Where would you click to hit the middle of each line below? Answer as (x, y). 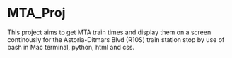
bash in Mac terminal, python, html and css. (71, 47)
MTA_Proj (36, 13)
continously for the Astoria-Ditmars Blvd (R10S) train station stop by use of (116, 39)
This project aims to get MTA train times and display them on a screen (109, 32)
